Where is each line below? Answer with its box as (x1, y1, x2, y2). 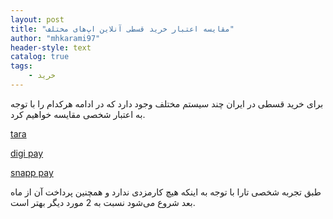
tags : (10, 61, 33, 71)
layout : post (10, 14, 65, 25)
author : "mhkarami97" (10, 33, 101, 43)
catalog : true (10, 52, 70, 62)
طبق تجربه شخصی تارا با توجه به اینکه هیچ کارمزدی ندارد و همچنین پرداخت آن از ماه (10, 186, 322, 198)
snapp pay (10, 166, 54, 178)
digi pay (10, 147, 44, 159)
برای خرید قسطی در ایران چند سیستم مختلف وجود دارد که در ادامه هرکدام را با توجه (10, 97, 324, 110)
